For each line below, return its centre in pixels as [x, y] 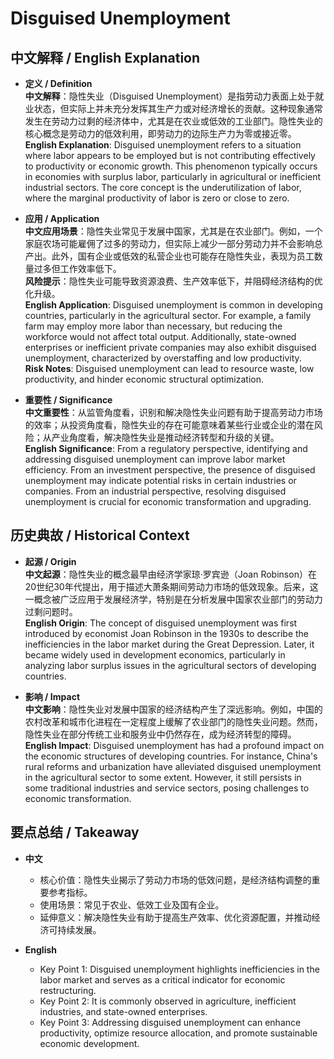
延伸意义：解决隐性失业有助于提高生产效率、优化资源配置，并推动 [175, 917]
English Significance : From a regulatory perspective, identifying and [166, 448]
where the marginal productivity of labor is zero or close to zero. [157, 198]
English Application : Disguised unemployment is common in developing [173, 305]
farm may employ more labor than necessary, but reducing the [153, 326]
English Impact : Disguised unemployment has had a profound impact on [174, 745]
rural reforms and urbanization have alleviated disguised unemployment [173, 766]
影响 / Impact [52, 696]
